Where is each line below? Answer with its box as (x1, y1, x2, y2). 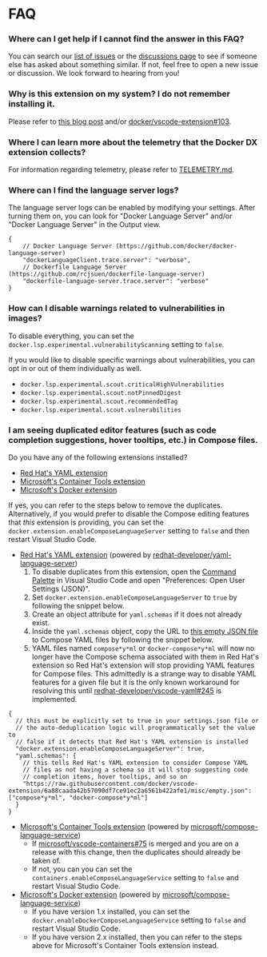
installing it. (8, 98, 55, 110)
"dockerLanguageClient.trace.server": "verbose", (22, 257, 192, 265)
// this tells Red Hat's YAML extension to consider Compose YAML (22, 759, 249, 767)
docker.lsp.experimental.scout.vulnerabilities (19, 405, 181, 414)
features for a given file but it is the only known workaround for (31, 677, 240, 687)
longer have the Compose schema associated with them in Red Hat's (31, 652, 260, 661)
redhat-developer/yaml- (153, 549, 232, 560)
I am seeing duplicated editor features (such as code (8, 425, 217, 436)
